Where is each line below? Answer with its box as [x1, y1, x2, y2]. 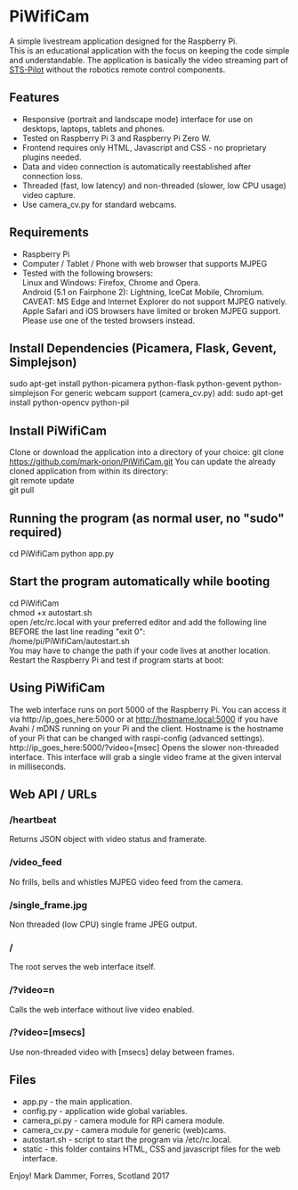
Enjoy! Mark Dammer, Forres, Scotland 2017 [9, 1170, 170, 1181]
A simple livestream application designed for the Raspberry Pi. [9, 36, 238, 46]
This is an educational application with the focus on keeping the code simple [9, 45, 290, 55]
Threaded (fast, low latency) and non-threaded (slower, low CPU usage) [21, 180, 286, 191]
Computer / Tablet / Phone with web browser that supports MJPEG [21, 258, 268, 269]
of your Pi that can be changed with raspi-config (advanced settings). [9, 732, 265, 743]
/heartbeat [9, 814, 57, 826]
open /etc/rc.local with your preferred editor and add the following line [9, 616, 267, 627]
